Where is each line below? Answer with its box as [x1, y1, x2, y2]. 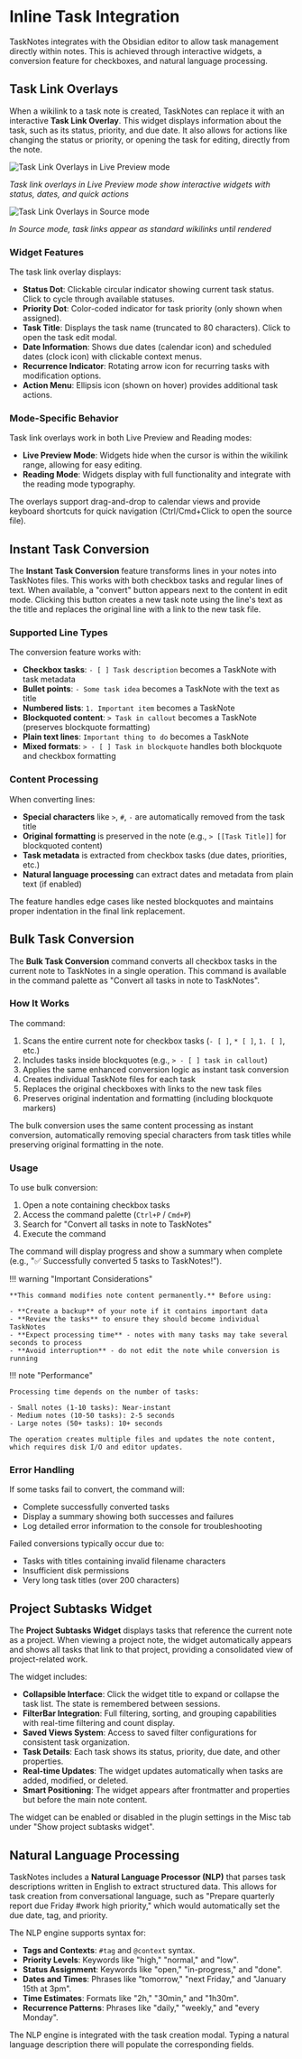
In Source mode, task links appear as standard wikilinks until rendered [9, 223, 272, 234]
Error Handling [9, 1464, 75, 1477]
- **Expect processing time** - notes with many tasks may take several [9, 1331, 288, 1340]
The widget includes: [9, 1672, 87, 1683]
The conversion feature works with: [9, 647, 142, 658]
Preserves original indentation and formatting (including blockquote [22, 1092, 273, 1103]
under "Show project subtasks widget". [9, 1822, 155, 1832]
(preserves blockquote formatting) [22, 722, 151, 733]
